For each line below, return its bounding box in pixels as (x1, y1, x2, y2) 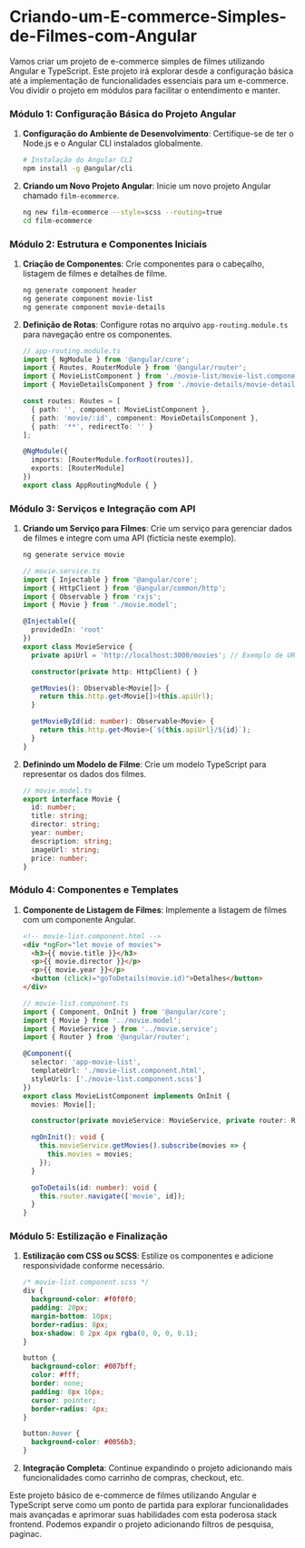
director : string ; (31, 820, 101, 829)
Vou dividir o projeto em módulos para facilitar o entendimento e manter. (9, 85, 280, 96)
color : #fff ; (31, 1371, 81, 1380)
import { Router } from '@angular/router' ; (22, 1033, 191, 1042)
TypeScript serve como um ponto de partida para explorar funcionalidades (9, 1500, 289, 1511)
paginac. (9, 1529, 43, 1540)
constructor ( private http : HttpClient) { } (31, 667, 198, 676)
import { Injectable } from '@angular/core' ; (22, 575, 198, 584)
